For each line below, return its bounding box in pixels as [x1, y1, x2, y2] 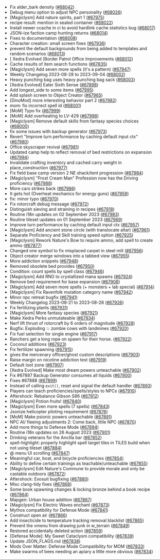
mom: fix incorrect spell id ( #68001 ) [9, 102, 82, 108]
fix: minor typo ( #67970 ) [9, 196, 59, 201]
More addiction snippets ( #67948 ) [9, 258, 79, 264]
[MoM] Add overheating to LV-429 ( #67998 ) [9, 113, 99, 119]
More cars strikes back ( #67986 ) [9, 185, 76, 191]
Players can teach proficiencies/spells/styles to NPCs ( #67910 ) [9, 388, 136, 394]
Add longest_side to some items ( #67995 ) [9, 87, 94, 93]
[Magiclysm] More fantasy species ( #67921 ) [9, 310, 98, 316]
